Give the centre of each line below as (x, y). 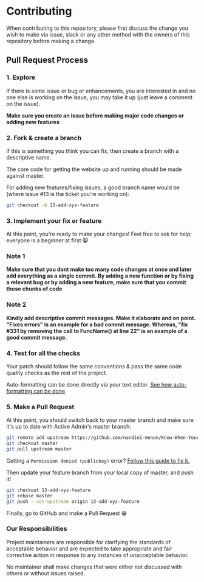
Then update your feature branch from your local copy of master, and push (100, 472)
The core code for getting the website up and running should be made (94, 169)
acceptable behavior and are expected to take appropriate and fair (89, 549)
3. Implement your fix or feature (54, 220)
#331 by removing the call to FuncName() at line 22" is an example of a (97, 331)
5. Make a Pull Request (40, 407)
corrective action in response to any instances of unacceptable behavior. (97, 555)
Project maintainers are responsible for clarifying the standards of (89, 542)
